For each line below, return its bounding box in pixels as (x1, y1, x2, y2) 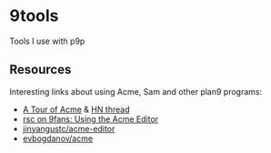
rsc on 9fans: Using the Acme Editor (22, 113, 159, 124)
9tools (9, 5, 59, 26)
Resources (9, 62, 72, 77)
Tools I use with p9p (9, 36, 85, 46)
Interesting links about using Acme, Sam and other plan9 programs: (9, 86, 263, 97)
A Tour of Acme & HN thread (22, 104, 130, 115)
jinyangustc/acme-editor (22, 123, 115, 134)
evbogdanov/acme (22, 133, 94, 144)
